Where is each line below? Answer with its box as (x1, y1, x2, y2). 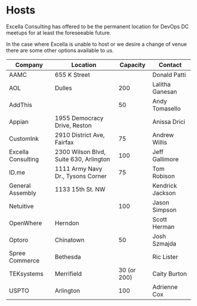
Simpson (152, 206, 177, 214)
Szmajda (152, 239, 177, 247)
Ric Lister (152, 253, 178, 261)
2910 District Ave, (55, 130, 105, 139)
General (9, 181, 31, 190)
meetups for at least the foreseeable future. (6, 29, 111, 36)
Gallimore (152, 155, 179, 163)
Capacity (119, 60, 146, 69)
